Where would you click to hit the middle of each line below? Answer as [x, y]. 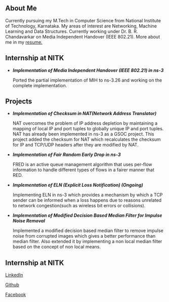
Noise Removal [29, 221]
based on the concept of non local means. [57, 247]
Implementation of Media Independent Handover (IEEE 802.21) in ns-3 [88, 70]
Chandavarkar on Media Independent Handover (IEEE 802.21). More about [83, 36]
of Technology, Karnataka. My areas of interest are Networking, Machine [81, 26]
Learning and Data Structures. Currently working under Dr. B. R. [72, 31]
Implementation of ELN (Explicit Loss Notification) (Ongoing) [78, 185]
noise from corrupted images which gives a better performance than [84, 236]
